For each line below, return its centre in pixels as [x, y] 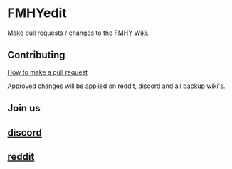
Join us [24, 108]
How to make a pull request [47, 72]
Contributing [36, 55]
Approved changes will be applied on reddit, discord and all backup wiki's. [116, 86]
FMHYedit [37, 13]
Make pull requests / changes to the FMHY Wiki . [78, 33]
